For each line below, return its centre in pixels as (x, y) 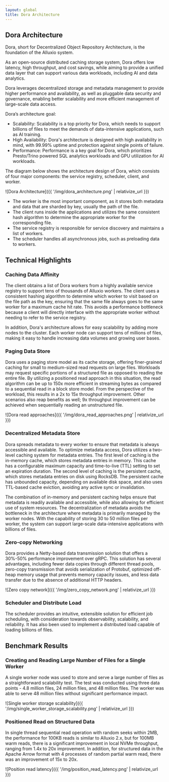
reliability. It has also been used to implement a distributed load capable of (82, 625)
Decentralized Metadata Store (43, 433)
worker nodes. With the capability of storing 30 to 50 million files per (76, 518)
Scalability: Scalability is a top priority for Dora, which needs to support (87, 124)
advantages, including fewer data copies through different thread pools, (80, 564)
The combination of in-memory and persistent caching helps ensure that (81, 497)
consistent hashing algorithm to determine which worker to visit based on (81, 296)
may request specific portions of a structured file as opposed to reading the (84, 373)
